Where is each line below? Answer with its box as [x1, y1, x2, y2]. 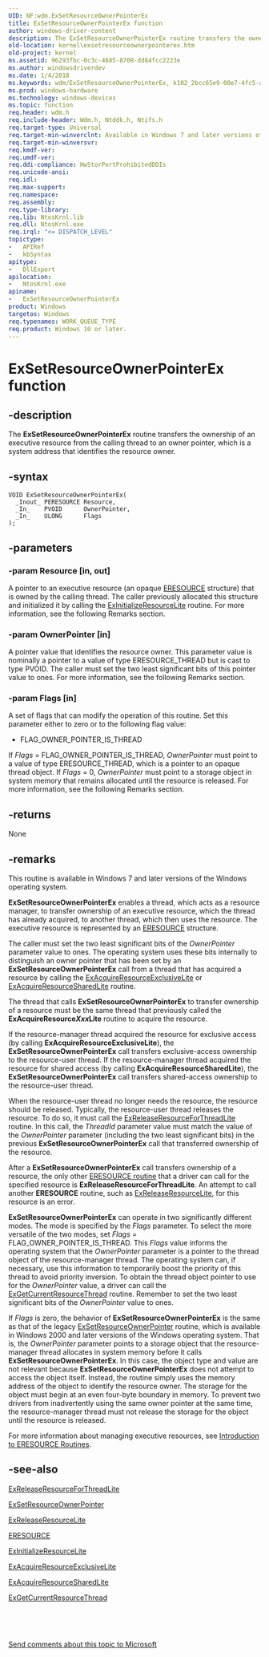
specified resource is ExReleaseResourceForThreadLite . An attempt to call [8, 1180, 257, 1189]
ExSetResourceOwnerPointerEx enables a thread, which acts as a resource [8, 897, 260, 907]
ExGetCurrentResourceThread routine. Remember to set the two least [8, 1289, 238, 1299]
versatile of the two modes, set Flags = [8, 1230, 138, 1239]
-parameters [8, 541, 73, 554]
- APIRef [8, 243, 45, 251]
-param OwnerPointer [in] [8, 629, 110, 640]
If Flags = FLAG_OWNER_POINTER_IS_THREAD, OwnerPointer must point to [8, 751, 258, 760]
